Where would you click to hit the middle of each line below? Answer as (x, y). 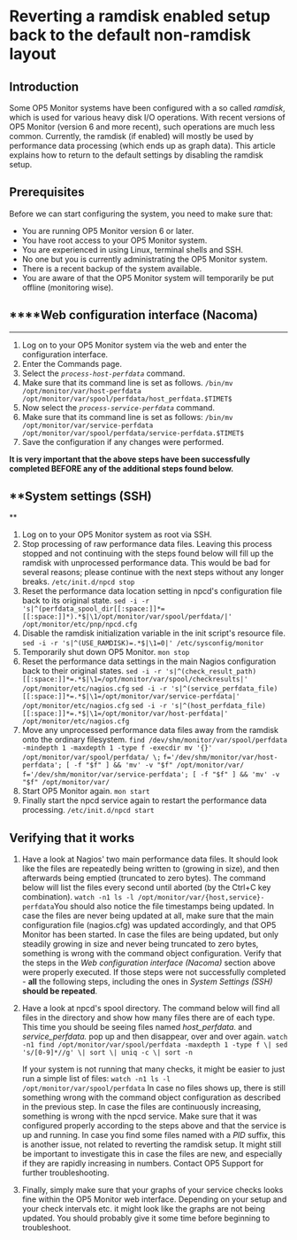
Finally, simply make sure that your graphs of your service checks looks (152, 1190)
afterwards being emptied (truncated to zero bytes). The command (144, 878)
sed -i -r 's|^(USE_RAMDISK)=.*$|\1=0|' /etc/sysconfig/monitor (143, 643)
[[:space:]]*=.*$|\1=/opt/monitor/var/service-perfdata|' (131, 697)
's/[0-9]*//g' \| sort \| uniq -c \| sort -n (107, 1053)
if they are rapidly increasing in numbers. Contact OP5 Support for (143, 1164)
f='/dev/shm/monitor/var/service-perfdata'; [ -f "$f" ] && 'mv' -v (151, 775)
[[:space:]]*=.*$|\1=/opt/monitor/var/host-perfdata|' (125, 714)
